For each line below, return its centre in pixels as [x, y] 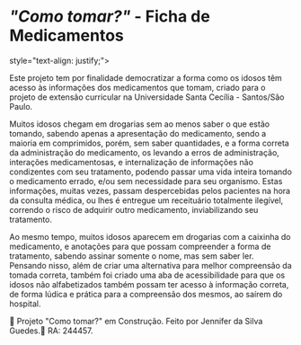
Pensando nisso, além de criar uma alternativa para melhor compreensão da [150, 265]
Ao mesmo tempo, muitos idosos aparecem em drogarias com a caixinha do [150, 236]
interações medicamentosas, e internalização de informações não [132, 162]
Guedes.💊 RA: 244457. [51, 331]
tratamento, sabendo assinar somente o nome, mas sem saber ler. [132, 256]
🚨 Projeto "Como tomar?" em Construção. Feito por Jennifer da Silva [136, 321]
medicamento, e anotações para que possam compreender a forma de [140, 246]
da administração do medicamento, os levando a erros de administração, [145, 152]
